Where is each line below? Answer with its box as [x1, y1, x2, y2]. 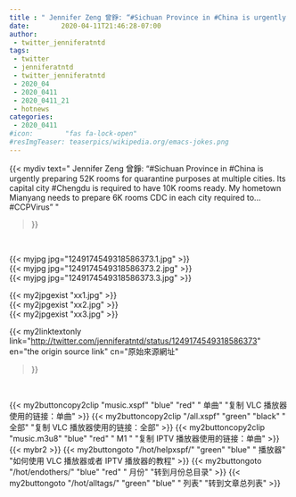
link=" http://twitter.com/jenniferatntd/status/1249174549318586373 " [9, 335, 261, 346]
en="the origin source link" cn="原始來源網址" [9, 345, 179, 357]
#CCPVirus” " [9, 202, 60, 212]
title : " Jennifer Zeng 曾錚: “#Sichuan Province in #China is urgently [9, 12, 287, 22]
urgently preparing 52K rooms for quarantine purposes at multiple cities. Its [9, 173, 286, 184]
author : [9, 29, 38, 38]
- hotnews [12, 104, 50, 113]
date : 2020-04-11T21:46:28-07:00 [9, 21, 162, 30]
